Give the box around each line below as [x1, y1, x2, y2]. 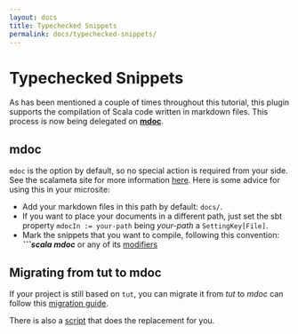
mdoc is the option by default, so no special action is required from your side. [9, 165, 289, 176]
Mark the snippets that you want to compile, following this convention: [21, 230, 280, 241]
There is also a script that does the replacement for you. [9, 314, 215, 325]
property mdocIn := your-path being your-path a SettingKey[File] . [21, 220, 269, 231]
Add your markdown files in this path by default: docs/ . [21, 202, 223, 212]
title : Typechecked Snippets [9, 21, 117, 30]
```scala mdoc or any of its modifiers [21, 239, 158, 250]
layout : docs [9, 12, 58, 22]
